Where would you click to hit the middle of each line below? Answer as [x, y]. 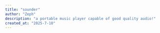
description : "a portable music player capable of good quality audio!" [80, 18]
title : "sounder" [23, 9]
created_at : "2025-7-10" [30, 23]
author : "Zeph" [20, 14]
